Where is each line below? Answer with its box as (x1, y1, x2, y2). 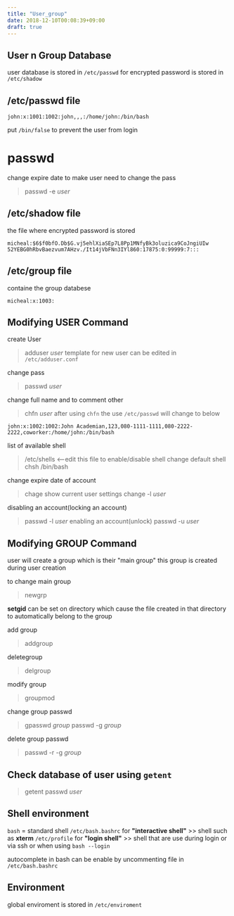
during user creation (7, 564, 67, 572)
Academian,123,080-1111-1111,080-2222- (76, 423, 193, 430)
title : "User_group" (7, 10, 68, 18)
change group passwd (7, 708, 72, 716)
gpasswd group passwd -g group (24, 721, 122, 730)
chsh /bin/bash (24, 462, 69, 471)
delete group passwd (7, 734, 69, 743)
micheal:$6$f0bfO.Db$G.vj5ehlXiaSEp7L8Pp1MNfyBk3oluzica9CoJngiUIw (7, 240, 209, 247)
